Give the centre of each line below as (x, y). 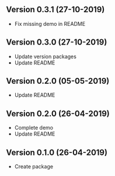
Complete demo (34, 128)
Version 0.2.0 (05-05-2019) (58, 81)
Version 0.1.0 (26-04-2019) (57, 152)
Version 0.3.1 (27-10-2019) (55, 10)
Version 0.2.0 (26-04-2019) (58, 114)
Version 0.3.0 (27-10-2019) (57, 43)
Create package (34, 167)
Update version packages (46, 56)
